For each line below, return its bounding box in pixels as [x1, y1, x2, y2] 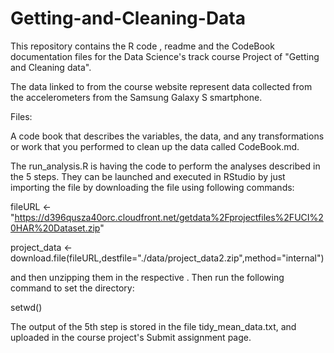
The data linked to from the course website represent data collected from [10, 80, 313, 92]
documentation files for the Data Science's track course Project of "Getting [10, 50, 320, 62]
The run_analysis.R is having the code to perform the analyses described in [10, 160, 321, 172]
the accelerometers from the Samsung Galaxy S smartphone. [10, 91, 263, 103]
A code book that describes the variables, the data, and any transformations [10, 130, 325, 142]
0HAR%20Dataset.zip [10, 222, 101, 234]
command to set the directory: [10, 282, 135, 294]
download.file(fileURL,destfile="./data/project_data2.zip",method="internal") [10, 252, 325, 264]
